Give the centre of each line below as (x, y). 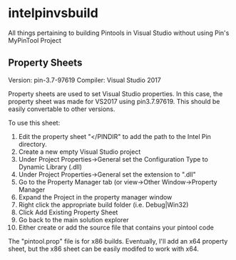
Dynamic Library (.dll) (50, 167)
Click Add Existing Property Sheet (68, 212)
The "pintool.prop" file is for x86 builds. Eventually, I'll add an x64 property (118, 241)
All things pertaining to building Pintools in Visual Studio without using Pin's (119, 33)
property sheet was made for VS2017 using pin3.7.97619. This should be (114, 101)
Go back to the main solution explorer (73, 219)
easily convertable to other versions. (62, 109)
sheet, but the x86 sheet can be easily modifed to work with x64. (103, 249)
